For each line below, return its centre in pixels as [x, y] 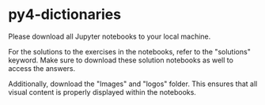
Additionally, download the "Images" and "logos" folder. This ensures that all [133, 84]
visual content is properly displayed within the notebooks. [102, 92]
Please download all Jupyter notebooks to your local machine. [110, 36]
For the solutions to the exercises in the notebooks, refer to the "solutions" [129, 51]
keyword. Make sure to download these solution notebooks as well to [121, 60]
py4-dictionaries [64, 15]
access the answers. [42, 68]
